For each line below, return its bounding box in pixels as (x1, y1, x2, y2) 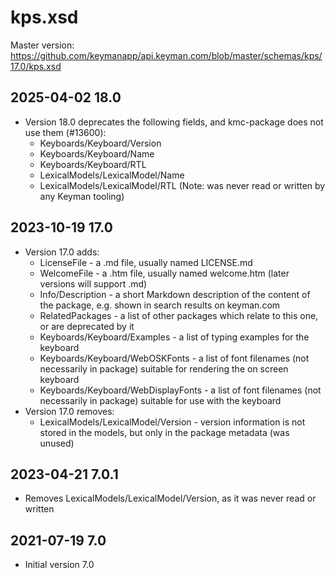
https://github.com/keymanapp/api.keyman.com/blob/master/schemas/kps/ (10, 49, 323, 61)
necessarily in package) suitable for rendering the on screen (39, 362, 289, 375)
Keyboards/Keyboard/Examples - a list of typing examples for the (39, 331, 310, 343)
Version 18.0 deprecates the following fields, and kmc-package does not (24, 116, 324, 128)
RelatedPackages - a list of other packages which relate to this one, (39, 309, 319, 321)
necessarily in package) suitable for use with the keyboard (39, 394, 282, 406)
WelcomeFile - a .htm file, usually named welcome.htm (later (39, 267, 290, 279)
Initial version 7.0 (24, 559, 95, 571)
